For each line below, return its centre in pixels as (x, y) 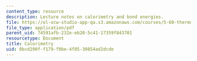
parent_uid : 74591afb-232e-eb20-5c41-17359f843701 (69, 33)
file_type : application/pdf (40, 28)
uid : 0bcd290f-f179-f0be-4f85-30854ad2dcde (60, 49)
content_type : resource (35, 11)
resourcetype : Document (35, 38)
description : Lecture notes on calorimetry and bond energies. (85, 17)
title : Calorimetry (30, 44)
